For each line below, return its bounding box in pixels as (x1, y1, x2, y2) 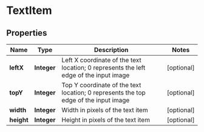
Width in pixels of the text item (61, 106, 148, 114)
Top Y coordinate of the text (61, 81, 141, 89)
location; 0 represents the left (61, 64, 146, 71)
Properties (6, 28, 47, 38)
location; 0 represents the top (61, 88, 146, 97)
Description (93, 46, 129, 54)
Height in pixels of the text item (61, 116, 151, 124)
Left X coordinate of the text (61, 56, 141, 64)
